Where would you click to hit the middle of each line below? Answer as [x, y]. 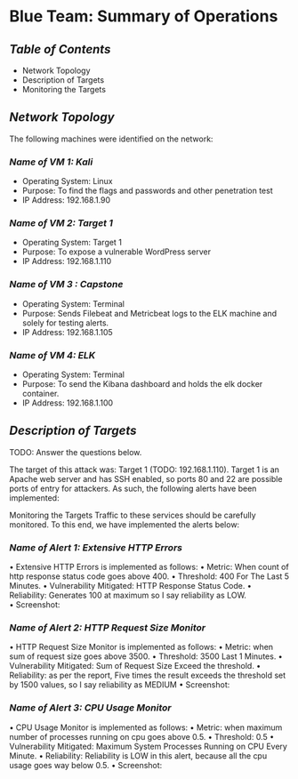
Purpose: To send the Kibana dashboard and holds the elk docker [142, 384]
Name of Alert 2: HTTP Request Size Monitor [108, 628]
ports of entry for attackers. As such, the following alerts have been [133, 488]
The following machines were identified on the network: [111, 139]
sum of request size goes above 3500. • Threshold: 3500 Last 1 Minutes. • [146, 656]
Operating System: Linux [67, 181]
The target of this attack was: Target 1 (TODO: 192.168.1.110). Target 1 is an [145, 470]
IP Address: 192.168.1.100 [68, 403]
